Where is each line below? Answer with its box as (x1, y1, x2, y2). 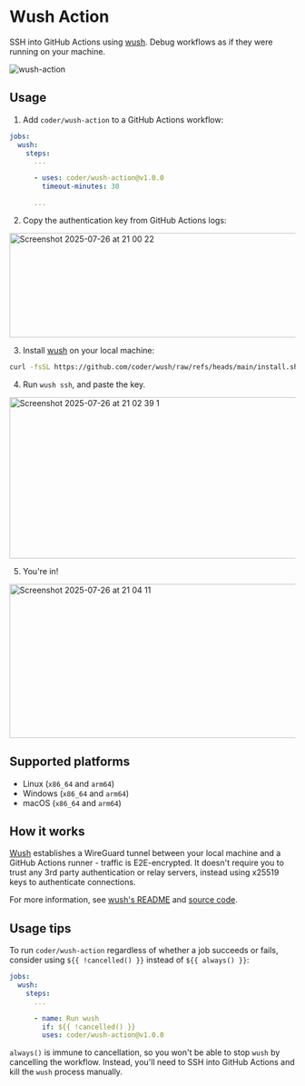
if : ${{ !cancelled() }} (42, 1022, 136, 1031)
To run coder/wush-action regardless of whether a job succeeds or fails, (9, 945, 279, 956)
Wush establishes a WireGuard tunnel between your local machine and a (9, 848, 281, 859)
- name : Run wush (33, 1013, 100, 1023)
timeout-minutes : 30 (42, 182, 120, 192)
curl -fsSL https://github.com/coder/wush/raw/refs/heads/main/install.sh (9, 362, 299, 372)
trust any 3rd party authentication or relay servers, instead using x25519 (9, 867, 280, 878)
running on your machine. (9, 45, 106, 56)
